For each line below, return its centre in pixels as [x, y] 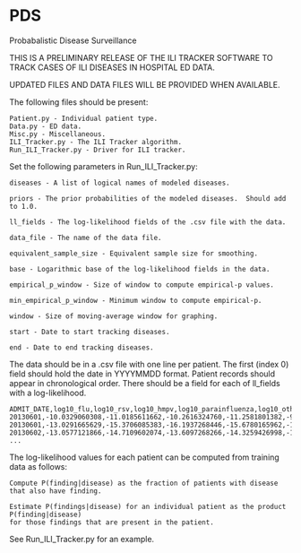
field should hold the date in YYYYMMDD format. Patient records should [142, 374]
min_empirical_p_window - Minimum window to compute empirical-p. [136, 300]
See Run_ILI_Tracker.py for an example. [82, 539]
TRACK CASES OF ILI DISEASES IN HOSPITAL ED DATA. [112, 67]
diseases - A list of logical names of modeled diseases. [120, 183]
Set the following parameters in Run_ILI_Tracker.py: [104, 166]
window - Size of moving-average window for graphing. [114, 316]
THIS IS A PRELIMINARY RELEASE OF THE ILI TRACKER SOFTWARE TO [141, 57]
